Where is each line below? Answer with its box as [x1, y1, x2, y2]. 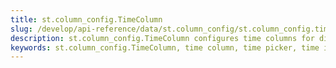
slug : [10, 24, 33, 34]
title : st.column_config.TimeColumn [10, 14, 163, 25]
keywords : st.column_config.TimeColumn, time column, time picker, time [10, 42, 320, 53]
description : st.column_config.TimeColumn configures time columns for [10, 33, 315, 43]
